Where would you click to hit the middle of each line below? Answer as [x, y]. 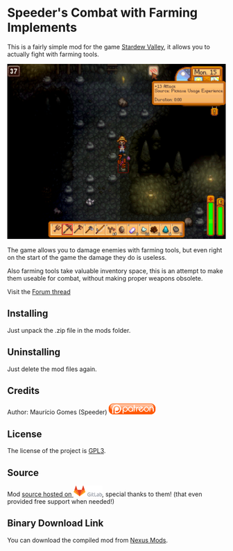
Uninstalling [34, 352]
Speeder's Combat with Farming [103, 13]
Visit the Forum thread [39, 292]
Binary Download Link [55, 524]
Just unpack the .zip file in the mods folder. [69, 330]
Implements [42, 27]
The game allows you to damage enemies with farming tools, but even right [115, 250]
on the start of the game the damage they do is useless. [87, 258]
